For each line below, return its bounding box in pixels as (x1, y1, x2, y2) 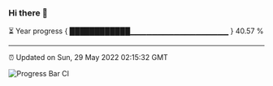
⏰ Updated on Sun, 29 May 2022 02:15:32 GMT (8, 53, 168, 62)
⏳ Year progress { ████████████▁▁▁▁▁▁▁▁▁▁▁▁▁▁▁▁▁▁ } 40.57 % (8, 26, 264, 36)
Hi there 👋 (8, 7, 49, 19)
